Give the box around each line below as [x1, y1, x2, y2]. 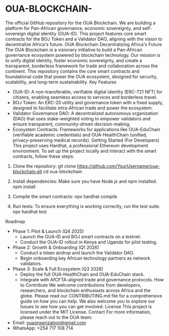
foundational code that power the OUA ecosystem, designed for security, [5, 73, 158, 79]
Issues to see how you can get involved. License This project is [20, 303, 152, 309]
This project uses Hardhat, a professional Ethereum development [12, 142, 148, 148]
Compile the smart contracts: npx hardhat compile [12, 193, 117, 199]
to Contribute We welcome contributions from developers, [20, 282, 142, 288]
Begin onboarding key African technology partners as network [20, 255, 151, 261]
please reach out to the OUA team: [20, 314, 93, 320]
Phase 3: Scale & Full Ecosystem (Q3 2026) [12, 266, 104, 272]
